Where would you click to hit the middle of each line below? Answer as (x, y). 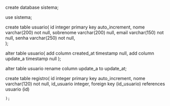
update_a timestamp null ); (33, 59)
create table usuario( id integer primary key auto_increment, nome (75, 27)
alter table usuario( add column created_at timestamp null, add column (80, 53)
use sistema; (19, 17)
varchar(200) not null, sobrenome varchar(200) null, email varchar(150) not (84, 32)
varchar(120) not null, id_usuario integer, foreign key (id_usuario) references (85, 84)
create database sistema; (32, 7)
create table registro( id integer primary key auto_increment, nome (75, 78)
